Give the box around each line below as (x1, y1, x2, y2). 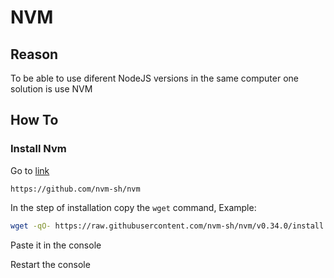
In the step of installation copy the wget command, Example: (10, 201, 257, 213)
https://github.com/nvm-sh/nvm (10, 184, 141, 194)
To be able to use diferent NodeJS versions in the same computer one (10, 72, 300, 84)
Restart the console (10, 258, 91, 270)
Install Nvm (10, 142, 67, 156)
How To (10, 112, 59, 129)
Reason (10, 46, 59, 63)
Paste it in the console (10, 239, 102, 251)
